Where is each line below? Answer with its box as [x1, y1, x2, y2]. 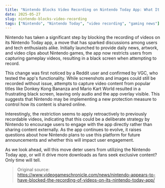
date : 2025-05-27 [5, 12, 41, 17]
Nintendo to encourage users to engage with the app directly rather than [5, 122, 153, 127]
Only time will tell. [5, 157, 41, 163]
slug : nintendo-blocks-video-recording [5, 16, 87, 21]
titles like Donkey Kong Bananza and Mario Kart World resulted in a [5, 86, 141, 92]
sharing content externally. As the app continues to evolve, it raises [5, 126, 142, 133]
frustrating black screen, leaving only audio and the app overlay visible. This [5, 91, 160, 97]
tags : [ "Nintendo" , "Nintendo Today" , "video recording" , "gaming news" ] [5, 21, 160, 26]
